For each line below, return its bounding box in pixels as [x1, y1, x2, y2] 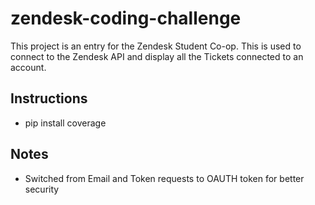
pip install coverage [24, 117, 107, 129]
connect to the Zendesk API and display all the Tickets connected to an [10, 50, 304, 62]
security [24, 183, 60, 195]
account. [10, 61, 47, 73]
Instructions [10, 90, 88, 107]
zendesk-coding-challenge [10, 7, 242, 30]
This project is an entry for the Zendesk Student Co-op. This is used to [10, 40, 302, 52]
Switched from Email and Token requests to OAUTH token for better [24, 172, 305, 184]
